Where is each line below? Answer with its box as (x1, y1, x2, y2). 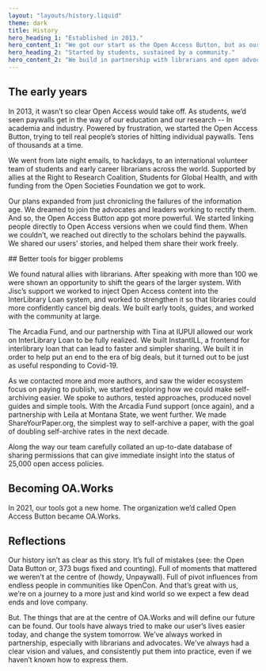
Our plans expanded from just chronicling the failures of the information (8, 196, 242, 206)
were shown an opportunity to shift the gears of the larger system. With (8, 277, 241, 287)
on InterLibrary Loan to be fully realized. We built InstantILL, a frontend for (8, 335, 250, 345)
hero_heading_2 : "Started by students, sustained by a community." (8, 48, 236, 56)
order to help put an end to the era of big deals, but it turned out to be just (8, 352, 249, 361)
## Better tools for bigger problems (8, 253, 123, 263)
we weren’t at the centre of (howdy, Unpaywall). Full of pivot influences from (8, 573, 259, 582)
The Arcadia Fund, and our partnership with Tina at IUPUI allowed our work (8, 326, 253, 336)
